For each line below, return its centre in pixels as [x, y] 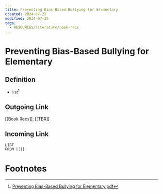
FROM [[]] [15, 149]
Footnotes [26, 169]
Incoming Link [27, 134]
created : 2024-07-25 [26, 14]
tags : [10, 23]
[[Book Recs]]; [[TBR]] [27, 119]
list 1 [16, 91]
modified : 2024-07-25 [27, 18]
